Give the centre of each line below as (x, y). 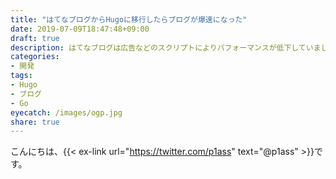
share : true (35, 122)
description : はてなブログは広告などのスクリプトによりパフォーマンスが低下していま (166, 47)
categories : (35, 57)
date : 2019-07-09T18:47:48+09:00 (80, 29)
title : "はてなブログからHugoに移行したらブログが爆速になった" (129, 19)
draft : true (35, 38)
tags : (21, 76)
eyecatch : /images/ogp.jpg (66, 112)
